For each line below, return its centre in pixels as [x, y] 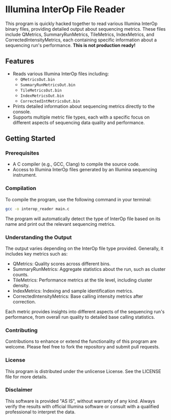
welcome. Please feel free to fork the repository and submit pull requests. [82, 347]
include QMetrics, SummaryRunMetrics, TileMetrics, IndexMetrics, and [80, 34]
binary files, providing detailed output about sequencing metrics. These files [86, 29]
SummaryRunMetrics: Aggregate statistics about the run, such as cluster [89, 269]
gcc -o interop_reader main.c [38, 209]
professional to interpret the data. [40, 412]
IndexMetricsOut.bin [42, 96]
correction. [24, 301]
